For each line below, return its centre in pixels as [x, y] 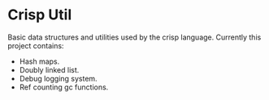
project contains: [36, 45]
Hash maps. [39, 61]
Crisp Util [40, 15]
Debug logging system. [59, 78]
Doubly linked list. [49, 69]
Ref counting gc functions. [64, 87]
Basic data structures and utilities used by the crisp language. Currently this [134, 37]
